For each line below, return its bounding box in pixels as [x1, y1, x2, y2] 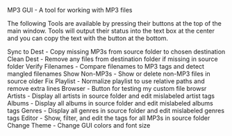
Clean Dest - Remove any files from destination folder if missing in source [7, 55, 218, 63]
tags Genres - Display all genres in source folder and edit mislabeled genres [7, 107, 224, 114]
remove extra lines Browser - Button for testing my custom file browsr [7, 85, 207, 92]
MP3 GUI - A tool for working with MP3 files [7, 6, 133, 14]
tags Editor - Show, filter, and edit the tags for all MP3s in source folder [7, 114, 210, 122]
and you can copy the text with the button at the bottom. [7, 34, 169, 42]
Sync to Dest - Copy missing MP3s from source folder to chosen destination [7, 48, 226, 56]
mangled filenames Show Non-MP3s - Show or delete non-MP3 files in [7, 69, 210, 78]
